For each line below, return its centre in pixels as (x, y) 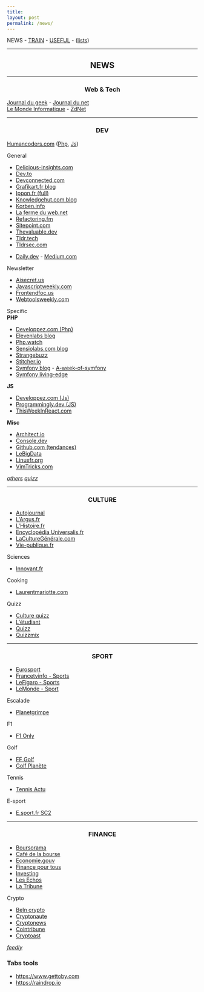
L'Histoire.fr (30, 526)
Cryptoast (28, 936)
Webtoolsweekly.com (42, 299)
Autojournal (30, 513)
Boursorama (31, 848)
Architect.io (30, 434)
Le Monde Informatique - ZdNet (47, 109)
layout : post (23, 18)
